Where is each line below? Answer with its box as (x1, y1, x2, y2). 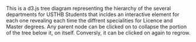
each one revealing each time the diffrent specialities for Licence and (6, 17, 173, 24)
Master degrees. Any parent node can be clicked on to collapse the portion (6, 23, 187, 30)
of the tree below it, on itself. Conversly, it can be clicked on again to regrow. (6, 29, 191, 36)
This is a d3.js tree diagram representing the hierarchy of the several (6, 5, 171, 12)
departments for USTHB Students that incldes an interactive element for (6, 11, 180, 18)
